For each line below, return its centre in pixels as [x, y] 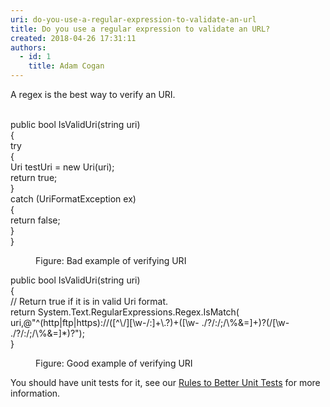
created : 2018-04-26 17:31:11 [73, 38]
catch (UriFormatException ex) [73, 199]
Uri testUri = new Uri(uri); [62, 167]
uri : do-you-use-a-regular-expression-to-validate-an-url [133, 19]
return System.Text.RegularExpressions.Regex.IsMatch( [125, 312]
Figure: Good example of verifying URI [114, 363]
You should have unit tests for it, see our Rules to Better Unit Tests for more [165, 382]
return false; [35, 220]
